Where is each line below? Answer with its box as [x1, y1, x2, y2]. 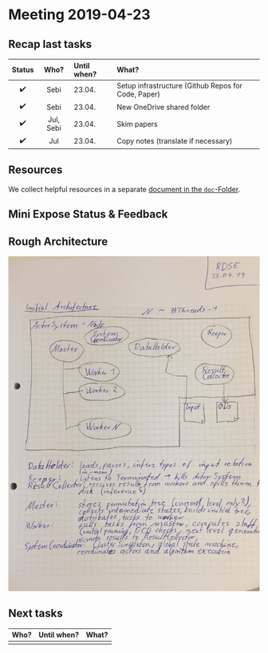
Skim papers [116, 119, 158, 128]
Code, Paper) [116, 89, 161, 99]
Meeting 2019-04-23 [8, 6, 151, 24]
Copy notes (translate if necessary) [116, 136, 233, 145]
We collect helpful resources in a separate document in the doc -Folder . [8, 184, 241, 194]
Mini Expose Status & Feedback [8, 207, 168, 221]
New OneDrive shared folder [116, 102, 211, 112]
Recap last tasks [8, 37, 93, 51]
